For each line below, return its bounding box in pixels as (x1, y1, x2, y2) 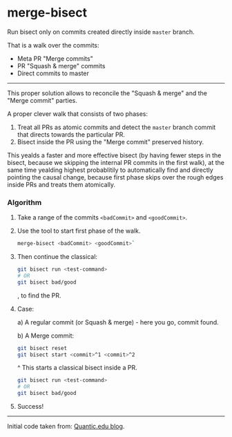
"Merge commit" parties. (7, 96, 78, 104)
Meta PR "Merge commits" (17, 54, 93, 63)
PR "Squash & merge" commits (17, 61, 106, 70)
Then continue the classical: (17, 253, 98, 261)
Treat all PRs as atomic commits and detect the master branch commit (17, 123, 216, 131)
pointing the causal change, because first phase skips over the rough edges (7, 173, 224, 181)
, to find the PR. (17, 291, 61, 300)
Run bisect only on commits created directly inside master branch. (7, 28, 195, 36)
